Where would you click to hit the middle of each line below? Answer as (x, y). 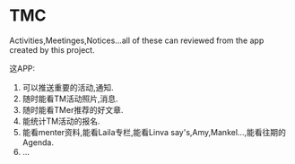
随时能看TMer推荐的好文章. (73, 109)
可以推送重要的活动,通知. (68, 87)
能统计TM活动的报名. (61, 121)
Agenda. (38, 142)
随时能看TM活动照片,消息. (70, 99)
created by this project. (52, 49)
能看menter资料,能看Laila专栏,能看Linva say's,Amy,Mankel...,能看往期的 (154, 132)
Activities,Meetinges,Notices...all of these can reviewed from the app (137, 40)
